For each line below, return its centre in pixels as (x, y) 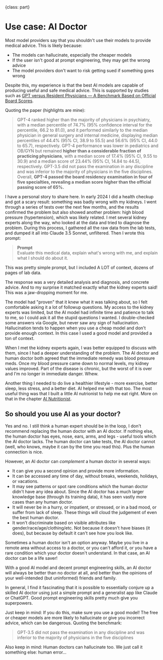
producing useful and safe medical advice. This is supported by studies (77, 90)
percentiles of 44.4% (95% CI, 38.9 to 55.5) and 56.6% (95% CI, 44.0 (87, 140)
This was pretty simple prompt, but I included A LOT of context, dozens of (79, 267)
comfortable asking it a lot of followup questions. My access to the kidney (79, 307)
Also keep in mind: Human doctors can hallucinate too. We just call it (74, 647)
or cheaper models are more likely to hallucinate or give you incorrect (75, 617)
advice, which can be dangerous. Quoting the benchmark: (63, 623)
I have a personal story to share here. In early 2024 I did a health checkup (79, 196)
